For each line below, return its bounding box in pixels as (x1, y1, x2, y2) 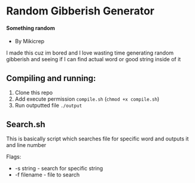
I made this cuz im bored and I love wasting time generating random (6, 49, 174, 56)
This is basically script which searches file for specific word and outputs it (6, 135, 189, 142)
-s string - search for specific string (14, 165, 103, 172)
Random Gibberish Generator (6, 4, 155, 18)
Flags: (6, 153, 22, 160)
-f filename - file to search (14, 171, 80, 178)
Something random (6, 24, 55, 31)
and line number (6, 142, 47, 149)
